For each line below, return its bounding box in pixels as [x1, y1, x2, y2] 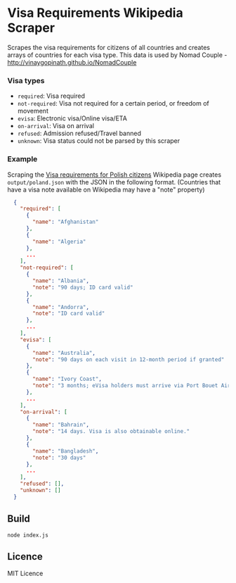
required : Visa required [17, 92, 86, 100]
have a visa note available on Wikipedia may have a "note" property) [7, 185, 205, 194]
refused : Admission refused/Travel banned [17, 129, 142, 138]
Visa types [7, 75, 45, 85]
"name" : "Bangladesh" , [32, 447, 99, 455]
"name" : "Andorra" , [32, 303, 90, 311]
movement [17, 107, 49, 115]
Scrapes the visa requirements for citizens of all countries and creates [7, 43, 211, 51]
